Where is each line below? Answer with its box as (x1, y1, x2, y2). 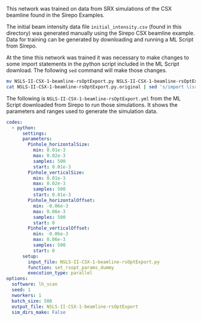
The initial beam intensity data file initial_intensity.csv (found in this (6, 23, 182, 30)
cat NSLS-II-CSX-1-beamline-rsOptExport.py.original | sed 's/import (6, 84, 185, 90)
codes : (6, 119, 23, 125)
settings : (22, 130, 47, 136)
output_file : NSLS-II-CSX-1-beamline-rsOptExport (11, 304, 138, 310)
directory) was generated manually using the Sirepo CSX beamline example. (6, 29, 195, 37)
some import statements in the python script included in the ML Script (6, 60, 179, 67)
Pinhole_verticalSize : (28, 170, 85, 176)
